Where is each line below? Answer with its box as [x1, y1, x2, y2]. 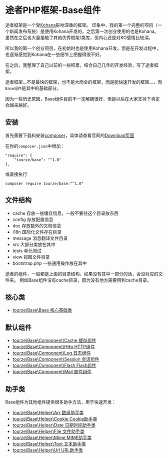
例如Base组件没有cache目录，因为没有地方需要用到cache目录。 [19, 277, 151, 283]
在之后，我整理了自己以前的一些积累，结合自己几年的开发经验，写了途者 [5, 62, 154, 68]
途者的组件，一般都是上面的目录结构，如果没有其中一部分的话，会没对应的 [5, 270, 158, 276]
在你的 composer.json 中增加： [5, 143, 65, 149]
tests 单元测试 [12, 247, 41, 253]
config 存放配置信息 [12, 216, 53, 222]
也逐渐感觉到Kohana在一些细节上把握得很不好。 [5, 51, 104, 57]
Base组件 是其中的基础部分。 [5, 85, 61, 91]
